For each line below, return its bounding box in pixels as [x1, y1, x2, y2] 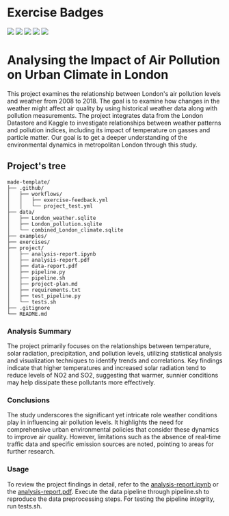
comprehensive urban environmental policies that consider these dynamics [7, 426, 219, 434]
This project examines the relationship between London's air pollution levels [7, 89, 221, 97]
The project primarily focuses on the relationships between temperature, [7, 341, 212, 350]
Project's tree [7, 160, 66, 172]
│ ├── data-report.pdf [7, 262, 78, 269]
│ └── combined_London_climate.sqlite [7, 226, 124, 234]
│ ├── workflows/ [7, 191, 63, 197]
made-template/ [7, 178, 51, 186]
